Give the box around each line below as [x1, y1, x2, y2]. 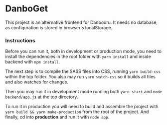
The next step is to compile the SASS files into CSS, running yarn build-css [5, 68, 161, 74]
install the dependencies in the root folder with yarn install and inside [5, 54, 151, 60]
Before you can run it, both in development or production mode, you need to [5, 48, 162, 55]
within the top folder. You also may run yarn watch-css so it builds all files [5, 74, 156, 80]
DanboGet [5, 3, 48, 14]
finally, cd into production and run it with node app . [5, 114, 110, 120]
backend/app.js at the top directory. [5, 94, 78, 100]
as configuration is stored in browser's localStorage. [5, 24, 113, 30]
